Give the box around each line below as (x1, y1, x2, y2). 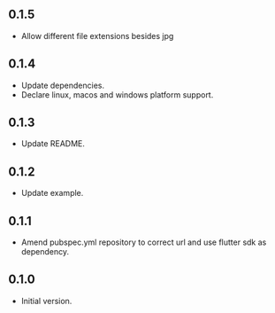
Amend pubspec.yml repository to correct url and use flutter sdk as (20, 237, 267, 247)
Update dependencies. (20, 80, 105, 90)
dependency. (20, 246, 70, 257)
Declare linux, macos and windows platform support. (20, 89, 214, 100)
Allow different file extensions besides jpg (20, 30, 174, 41)
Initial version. (20, 295, 73, 306)
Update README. (20, 138, 86, 149)
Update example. (20, 188, 84, 199)
